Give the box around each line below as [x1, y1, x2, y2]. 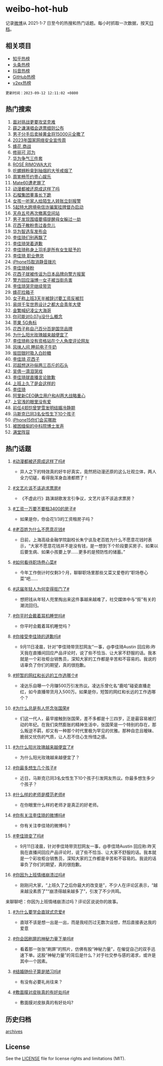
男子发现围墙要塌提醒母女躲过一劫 [12, 216, 81, 222]
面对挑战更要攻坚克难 [12, 119, 55, 125]
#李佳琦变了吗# [12, 833, 44, 839]
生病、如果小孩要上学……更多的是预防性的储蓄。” [28, 549, 126, 555]
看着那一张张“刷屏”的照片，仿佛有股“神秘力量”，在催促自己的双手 [19, 946, 151, 952]
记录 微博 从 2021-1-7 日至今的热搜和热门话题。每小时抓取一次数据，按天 [5, 20, 149, 26]
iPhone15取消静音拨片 [12, 259, 56, 265]
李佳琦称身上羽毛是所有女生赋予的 [12, 247, 81, 253]
